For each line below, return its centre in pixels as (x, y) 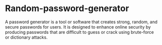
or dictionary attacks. (26, 37)
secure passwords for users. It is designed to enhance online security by (78, 27)
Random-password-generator (67, 8)
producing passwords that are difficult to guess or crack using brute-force (80, 32)
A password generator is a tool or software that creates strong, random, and (81, 22)
